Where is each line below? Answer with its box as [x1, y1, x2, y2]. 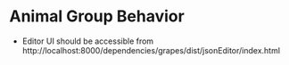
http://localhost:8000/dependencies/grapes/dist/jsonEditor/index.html [21, 45, 281, 55]
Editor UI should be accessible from [21, 36, 154, 46]
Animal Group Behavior [9, 6, 185, 27]
